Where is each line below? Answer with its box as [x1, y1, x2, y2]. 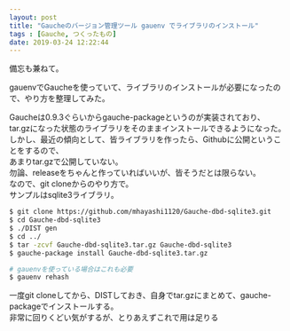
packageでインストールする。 [9, 301, 119, 311]
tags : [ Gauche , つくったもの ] [9, 29, 117, 38]
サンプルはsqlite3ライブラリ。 [9, 190, 120, 201]
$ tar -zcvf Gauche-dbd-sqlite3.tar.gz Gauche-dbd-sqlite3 [9, 240, 232, 249]
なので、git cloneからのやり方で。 [9, 178, 134, 189]
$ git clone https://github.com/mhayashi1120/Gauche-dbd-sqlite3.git [9, 208, 272, 217]
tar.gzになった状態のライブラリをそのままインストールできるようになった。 [9, 123, 286, 134]
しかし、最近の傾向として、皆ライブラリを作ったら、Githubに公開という [9, 134, 274, 145]
